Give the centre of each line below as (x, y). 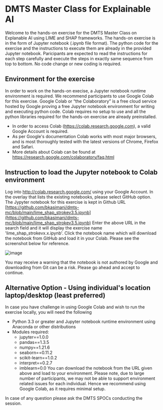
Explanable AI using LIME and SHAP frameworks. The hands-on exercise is (80, 38)
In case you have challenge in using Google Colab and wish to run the (75, 307)
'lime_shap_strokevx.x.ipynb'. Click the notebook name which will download (81, 233)
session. (13, 403)
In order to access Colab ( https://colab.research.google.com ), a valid (81, 126)
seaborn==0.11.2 (36, 353)
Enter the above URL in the (119, 223)
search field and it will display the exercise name (54, 228)
